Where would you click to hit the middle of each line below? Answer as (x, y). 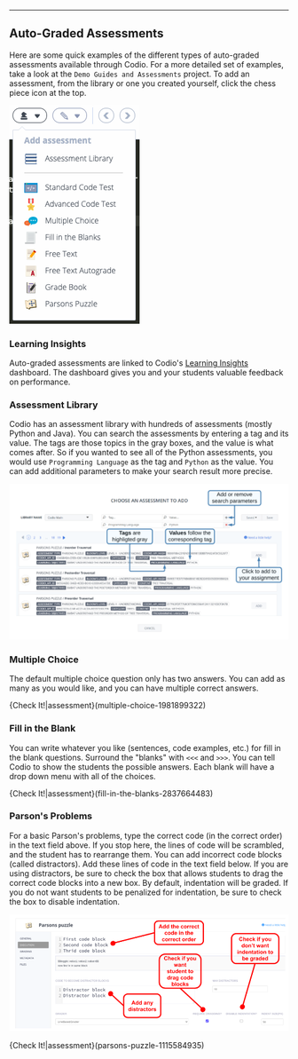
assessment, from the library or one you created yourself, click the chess (143, 83)
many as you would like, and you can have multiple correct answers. (134, 688)
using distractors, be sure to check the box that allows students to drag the (146, 873)
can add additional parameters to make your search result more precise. (141, 471)
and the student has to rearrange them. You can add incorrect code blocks (145, 854)
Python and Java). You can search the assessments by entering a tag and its (149, 434)
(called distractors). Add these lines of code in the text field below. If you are (149, 864)
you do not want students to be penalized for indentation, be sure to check (145, 892)
